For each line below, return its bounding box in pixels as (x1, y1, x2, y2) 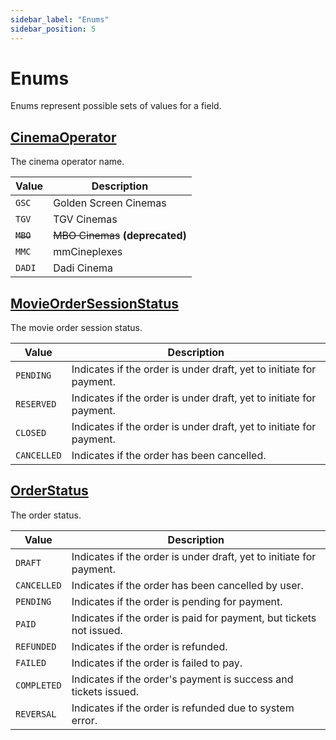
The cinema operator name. (10, 156, 125, 168)
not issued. (71, 623, 123, 637)
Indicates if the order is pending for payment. (71, 594, 283, 608)
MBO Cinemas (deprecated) (53, 229, 187, 243)
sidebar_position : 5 (10, 24, 97, 34)
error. (71, 713, 98, 727)
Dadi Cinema (53, 261, 113, 275)
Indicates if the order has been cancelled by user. (71, 578, 304, 592)
